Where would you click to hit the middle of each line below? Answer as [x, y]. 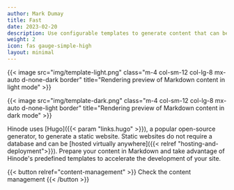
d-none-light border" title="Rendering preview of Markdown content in [123, 108]
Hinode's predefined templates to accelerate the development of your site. [114, 158]
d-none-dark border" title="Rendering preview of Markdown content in [123, 79]
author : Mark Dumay [36, 14]
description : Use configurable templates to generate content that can [113, 33]
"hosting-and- [198, 143]
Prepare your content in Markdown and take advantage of [142, 151]
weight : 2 [22, 40]
